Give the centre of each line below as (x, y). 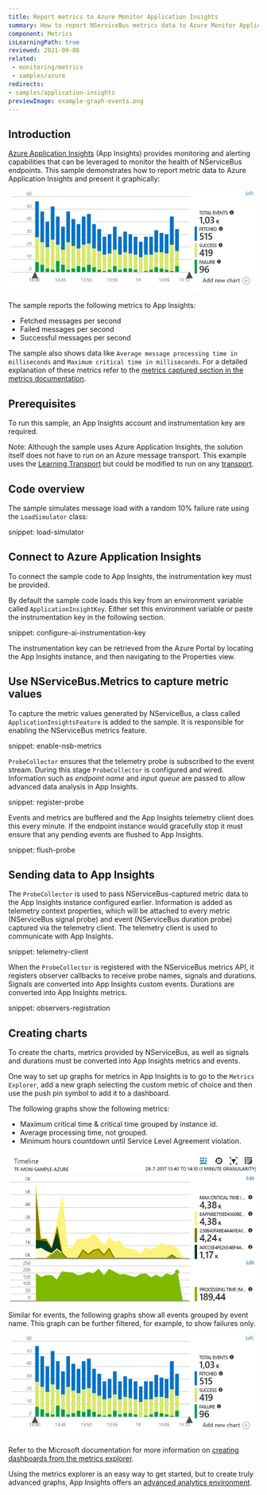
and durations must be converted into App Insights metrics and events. (124, 1061)
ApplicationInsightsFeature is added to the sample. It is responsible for (126, 722)
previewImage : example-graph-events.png (76, 101)
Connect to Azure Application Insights (105, 557)
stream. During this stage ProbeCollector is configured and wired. (116, 769)
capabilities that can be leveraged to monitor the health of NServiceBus (125, 162)
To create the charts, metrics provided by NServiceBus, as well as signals (129, 1052)
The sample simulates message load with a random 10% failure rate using (129, 508)
